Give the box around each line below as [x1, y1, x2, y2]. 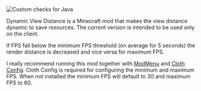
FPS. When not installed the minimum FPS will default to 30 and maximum [6, 73, 191, 80]
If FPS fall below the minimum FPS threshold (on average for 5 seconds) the [6, 42, 196, 49]
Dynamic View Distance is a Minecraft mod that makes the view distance [6, 17, 188, 24]
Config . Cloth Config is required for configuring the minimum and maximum [6, 66, 195, 74]
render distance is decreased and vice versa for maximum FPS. [6, 48, 165, 55]
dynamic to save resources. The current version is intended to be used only [6, 24, 195, 31]
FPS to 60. [6, 79, 33, 86]
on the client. [6, 30, 39, 37]
